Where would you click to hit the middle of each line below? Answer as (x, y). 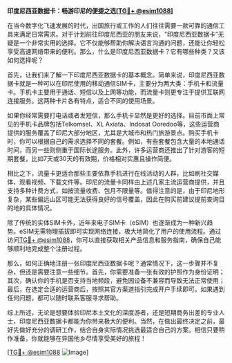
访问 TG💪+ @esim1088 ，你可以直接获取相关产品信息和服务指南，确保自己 (111, 240)
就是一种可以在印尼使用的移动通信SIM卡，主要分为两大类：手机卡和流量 (122, 83)
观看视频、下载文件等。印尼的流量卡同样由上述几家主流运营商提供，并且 (122, 182)
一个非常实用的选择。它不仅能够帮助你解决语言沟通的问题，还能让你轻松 (122, 43)
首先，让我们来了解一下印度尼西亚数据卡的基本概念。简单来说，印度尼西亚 (113, 75)
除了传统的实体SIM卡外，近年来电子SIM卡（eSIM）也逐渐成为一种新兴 (107, 223)
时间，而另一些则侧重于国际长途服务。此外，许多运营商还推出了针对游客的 (113, 150)
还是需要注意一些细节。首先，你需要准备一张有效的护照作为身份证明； (125, 272)
